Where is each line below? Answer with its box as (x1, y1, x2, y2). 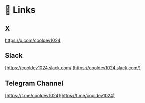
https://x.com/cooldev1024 (5, 37, 61, 43)
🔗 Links (5, 4, 36, 16)
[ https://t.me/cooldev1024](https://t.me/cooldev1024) (5, 92, 115, 98)
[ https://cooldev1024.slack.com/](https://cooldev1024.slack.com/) (5, 64, 141, 71)
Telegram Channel (5, 79, 64, 88)
